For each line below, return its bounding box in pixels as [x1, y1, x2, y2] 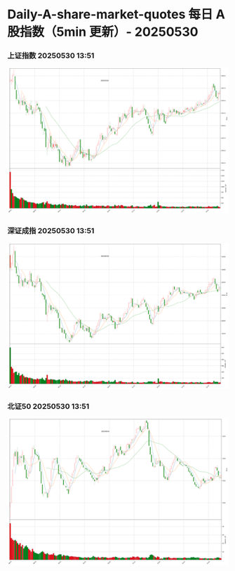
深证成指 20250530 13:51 [7, 226, 95, 236]
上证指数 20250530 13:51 [7, 51, 95, 60]
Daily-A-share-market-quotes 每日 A [7, 6, 226, 22]
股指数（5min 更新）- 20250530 [7, 24, 199, 40]
